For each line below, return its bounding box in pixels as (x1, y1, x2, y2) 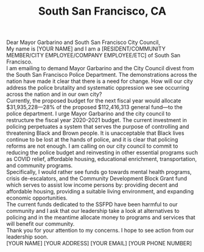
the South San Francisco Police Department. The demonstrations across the (6, 71, 197, 79)
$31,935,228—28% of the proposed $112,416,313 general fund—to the (6, 104, 183, 111)
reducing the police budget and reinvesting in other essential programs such (6, 149, 198, 156)
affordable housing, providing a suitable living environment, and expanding (6, 188, 194, 195)
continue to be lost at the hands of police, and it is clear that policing (6, 136, 178, 143)
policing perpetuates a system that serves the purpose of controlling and (6, 123, 189, 131)
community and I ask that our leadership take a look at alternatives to (6, 207, 180, 215)
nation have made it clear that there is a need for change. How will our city (6, 77, 193, 85)
